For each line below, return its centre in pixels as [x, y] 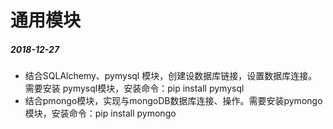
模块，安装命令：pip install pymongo [100, 113]
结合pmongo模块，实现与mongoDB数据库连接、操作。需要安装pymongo [173, 101]
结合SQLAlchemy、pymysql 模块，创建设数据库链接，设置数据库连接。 [171, 76]
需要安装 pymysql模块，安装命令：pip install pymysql [134, 88]
